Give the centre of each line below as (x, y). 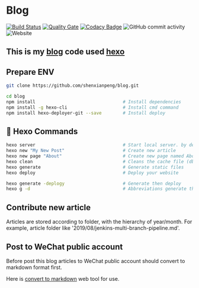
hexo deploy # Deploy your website (92, 173)
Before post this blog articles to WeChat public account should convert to (96, 261)
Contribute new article (49, 208)
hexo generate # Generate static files (95, 167)
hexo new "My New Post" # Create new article (91, 151)
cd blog (16, 96)
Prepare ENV (30, 72)
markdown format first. (34, 267)
